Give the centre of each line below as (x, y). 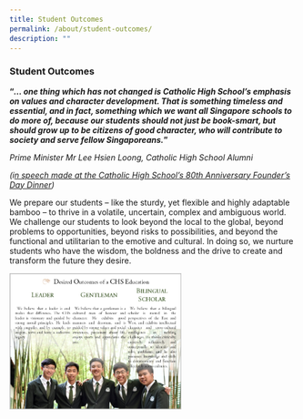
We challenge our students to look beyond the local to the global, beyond (146, 221)
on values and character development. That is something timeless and (146, 101)
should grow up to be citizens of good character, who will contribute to (146, 130)
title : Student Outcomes (56, 19)
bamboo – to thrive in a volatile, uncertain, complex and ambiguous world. (148, 212)
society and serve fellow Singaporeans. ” (89, 139)
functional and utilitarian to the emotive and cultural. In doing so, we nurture (151, 240)
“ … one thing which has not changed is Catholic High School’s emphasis (150, 91)
